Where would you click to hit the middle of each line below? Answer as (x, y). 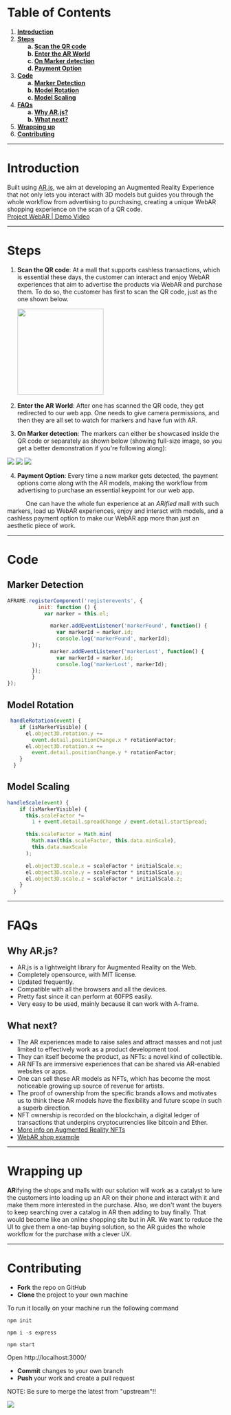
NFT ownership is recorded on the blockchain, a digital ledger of (108, 1115)
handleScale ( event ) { (38, 802)
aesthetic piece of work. (41, 525)
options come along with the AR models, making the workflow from (112, 483)
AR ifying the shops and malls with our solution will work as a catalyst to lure (115, 1190)
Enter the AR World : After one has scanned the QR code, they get (110, 405)
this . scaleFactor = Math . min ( (68, 834)
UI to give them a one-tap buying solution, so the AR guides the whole (107, 1227)
